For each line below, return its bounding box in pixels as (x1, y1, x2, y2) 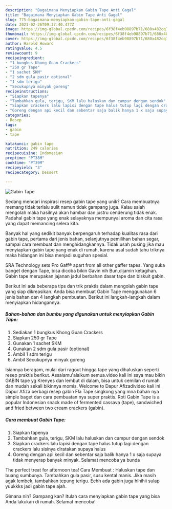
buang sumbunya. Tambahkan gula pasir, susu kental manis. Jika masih (5, 472, 156, 479)
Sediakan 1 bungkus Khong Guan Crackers (12, 330, 103, 336)
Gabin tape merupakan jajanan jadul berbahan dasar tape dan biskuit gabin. (5, 273, 165, 279)
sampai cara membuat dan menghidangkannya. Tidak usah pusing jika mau (5, 241, 165, 247)
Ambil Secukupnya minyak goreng (12, 357, 85, 363)
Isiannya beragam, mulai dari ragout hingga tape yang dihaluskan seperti (5, 367, 159, 373)
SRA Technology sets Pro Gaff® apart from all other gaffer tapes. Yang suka (5, 262, 165, 268)
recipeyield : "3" (5, 165, 42, 170)
